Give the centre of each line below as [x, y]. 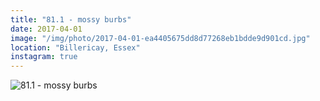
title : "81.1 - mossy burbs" [71, 19]
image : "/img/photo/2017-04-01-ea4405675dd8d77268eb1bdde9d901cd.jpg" [160, 38]
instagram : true [44, 57]
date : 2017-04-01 [46, 29]
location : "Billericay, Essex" [75, 47]
